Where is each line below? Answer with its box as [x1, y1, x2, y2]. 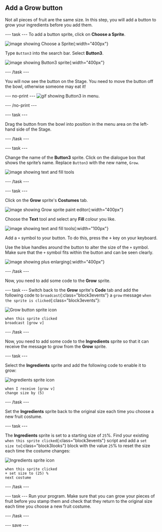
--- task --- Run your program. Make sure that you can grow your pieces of [5, 493, 155, 499]
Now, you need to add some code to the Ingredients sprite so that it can [5, 338, 149, 344]
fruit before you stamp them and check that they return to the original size [5, 498, 152, 504]
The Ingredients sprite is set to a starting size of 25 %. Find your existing [5, 432, 149, 438]
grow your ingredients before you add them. [5, 22, 93, 28]
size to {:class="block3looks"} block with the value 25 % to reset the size [5, 443, 150, 449]
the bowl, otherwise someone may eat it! [5, 83, 86, 89]
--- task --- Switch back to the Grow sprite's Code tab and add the [5, 287, 139, 293]
